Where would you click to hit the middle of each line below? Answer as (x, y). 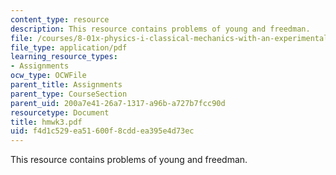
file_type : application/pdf (69, 47)
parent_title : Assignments (66, 85)
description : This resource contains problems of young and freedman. (160, 29)
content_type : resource (60, 19)
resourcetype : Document (60, 112)
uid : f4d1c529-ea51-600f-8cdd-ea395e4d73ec (102, 131)
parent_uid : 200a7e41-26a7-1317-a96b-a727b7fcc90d (118, 103)
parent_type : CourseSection (69, 94)
